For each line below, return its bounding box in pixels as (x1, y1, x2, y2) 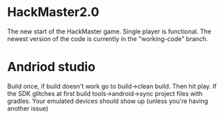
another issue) (7, 104, 49, 112)
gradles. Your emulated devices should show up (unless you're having (7, 97, 209, 105)
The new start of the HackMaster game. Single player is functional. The (7, 27, 211, 35)
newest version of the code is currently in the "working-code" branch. (7, 34, 209, 42)
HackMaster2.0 (7, 4, 99, 20)
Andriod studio (7, 59, 96, 75)
